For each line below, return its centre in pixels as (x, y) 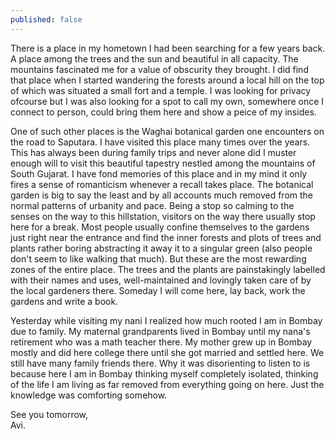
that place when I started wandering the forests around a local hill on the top (167, 80)
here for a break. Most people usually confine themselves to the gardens (160, 227)
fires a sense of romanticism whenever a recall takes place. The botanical (162, 184)
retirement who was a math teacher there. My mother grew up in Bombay (161, 342)
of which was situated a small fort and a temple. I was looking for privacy (161, 90)
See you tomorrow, (49, 414)
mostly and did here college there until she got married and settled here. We (167, 352)
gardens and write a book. (64, 301)
